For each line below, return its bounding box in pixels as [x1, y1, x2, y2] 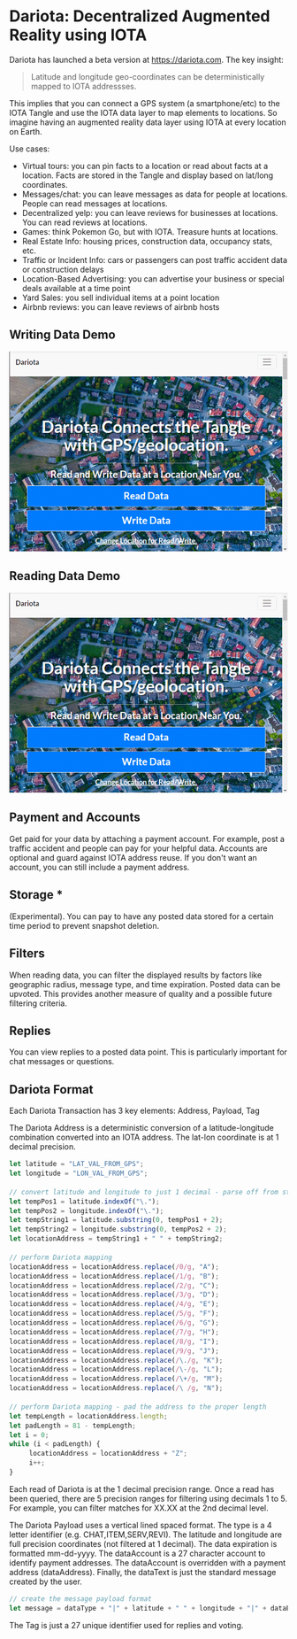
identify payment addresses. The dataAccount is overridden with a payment [9, 1557, 286, 1568]
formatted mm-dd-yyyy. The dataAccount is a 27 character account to [9, 1548, 266, 1558]
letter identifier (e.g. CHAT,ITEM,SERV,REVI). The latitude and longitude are [9, 1529, 283, 1540]
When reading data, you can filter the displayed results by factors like [9, 970, 263, 980]
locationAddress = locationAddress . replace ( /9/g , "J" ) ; [9, 1346, 219, 1356]
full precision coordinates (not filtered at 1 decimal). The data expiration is [9, 1538, 278, 1549]
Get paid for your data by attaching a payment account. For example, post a [9, 833, 286, 844]
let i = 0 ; [9, 1430, 49, 1440]
